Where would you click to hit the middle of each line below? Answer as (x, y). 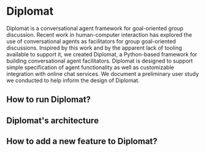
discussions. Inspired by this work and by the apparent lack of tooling (94, 48)
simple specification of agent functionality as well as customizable (90, 67)
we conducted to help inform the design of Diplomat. (73, 80)
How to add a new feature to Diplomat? (82, 141)
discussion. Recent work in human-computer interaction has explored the (99, 34)
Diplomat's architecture (53, 120)
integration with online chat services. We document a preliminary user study (103, 74)
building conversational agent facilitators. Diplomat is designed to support (100, 61)
